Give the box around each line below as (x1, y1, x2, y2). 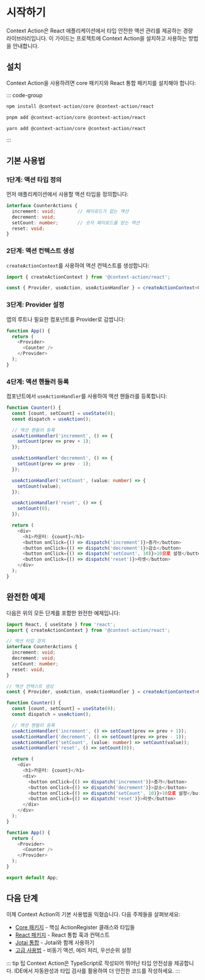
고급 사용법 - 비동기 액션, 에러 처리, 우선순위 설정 (15, 946, 132, 954)
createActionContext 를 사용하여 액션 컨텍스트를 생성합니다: (6, 261, 149, 269)
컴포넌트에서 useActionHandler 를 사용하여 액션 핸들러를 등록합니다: (6, 392, 168, 400)
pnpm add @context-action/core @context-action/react (6, 114, 146, 120)
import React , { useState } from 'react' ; (6, 621, 116, 627)
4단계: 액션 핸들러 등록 (6, 377, 69, 386)
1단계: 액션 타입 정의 (6, 175, 62, 184)
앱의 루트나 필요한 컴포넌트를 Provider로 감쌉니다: (6, 315, 125, 323)
